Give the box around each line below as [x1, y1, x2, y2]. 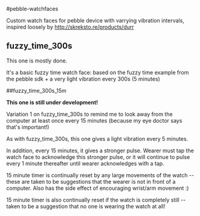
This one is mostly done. [6, 57, 68, 64]
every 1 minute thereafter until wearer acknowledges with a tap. [6, 160, 164, 167]
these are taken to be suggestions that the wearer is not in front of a [6, 178, 176, 185]
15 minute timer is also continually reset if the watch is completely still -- [6, 196, 186, 203]
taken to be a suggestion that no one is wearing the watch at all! [6, 203, 166, 210]
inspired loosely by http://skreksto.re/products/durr [6, 24, 134, 30]
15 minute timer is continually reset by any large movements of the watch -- [6, 171, 195, 178]
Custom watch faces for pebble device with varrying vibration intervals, [6, 17, 184, 24]
